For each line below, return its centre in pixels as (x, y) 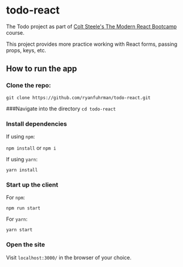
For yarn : (17, 219)
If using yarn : (22, 159)
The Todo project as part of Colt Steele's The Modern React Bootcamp (91, 26)
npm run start (23, 208)
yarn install (22, 170)
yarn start (19, 230)
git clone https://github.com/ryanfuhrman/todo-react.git (78, 97)
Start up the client (32, 184)
